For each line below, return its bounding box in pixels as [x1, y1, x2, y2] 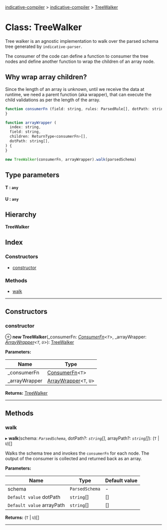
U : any [5, 196, 19, 202]
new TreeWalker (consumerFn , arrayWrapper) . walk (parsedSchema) [5, 157, 137, 162]
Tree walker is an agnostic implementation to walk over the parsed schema [5, 38, 159, 44]
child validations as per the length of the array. [5, 97, 100, 103]
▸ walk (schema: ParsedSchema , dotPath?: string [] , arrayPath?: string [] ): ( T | [5, 435, 160, 441]
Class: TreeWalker [5, 22, 82, 33]
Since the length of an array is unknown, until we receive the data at [5, 86, 145, 92]
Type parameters [5, 171, 60, 179]
